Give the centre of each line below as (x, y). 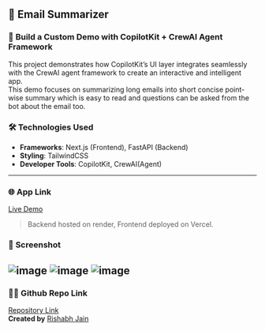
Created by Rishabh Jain (49, 318)
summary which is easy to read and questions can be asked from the (137, 98)
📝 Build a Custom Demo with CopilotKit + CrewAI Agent (116, 37)
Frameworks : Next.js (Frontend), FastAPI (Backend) (104, 147)
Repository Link (34, 310)
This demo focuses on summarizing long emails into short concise (116, 89)
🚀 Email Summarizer (58, 15)
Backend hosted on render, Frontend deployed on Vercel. (120, 224)
